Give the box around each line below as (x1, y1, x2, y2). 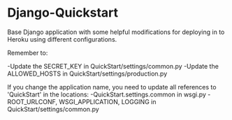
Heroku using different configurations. (7, 35, 117, 43)
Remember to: (7, 49, 48, 57)
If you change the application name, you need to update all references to (7, 83, 217, 91)
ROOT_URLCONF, (7, 97, 58, 105)
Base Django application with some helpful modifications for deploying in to (7, 28, 225, 36)
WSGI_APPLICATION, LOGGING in (59, 97, 157, 105)
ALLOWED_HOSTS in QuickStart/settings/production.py (7, 69, 168, 78)
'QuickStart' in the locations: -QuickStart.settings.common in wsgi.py (7, 90, 206, 98)
